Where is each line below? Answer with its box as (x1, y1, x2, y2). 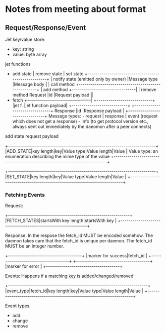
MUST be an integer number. (5, 243, 64, 249)
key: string (12, 46, 34, 52)
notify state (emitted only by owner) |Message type (53, 76, 158, 82)
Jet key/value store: (5, 36, 46, 42)
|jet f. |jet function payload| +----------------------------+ (12, 103, 130, 108)
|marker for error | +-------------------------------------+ (5, 263, 123, 269)
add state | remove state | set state (12, 71, 84, 77)
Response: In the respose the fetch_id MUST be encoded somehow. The (5, 232, 153, 238)
